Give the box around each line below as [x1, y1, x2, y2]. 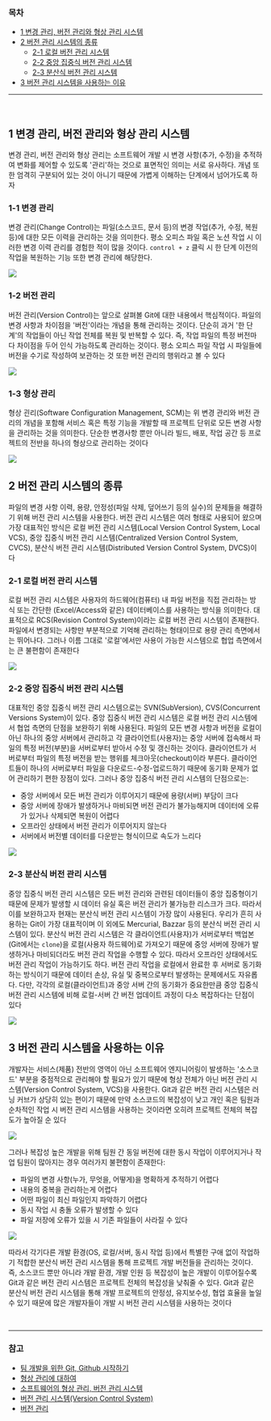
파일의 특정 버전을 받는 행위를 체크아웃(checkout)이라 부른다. [35, 753, 230, 763]
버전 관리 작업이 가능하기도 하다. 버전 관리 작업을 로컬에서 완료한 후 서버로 [8, 959, 240, 969]
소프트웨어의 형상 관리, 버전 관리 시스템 [19, 1383, 144, 1393]
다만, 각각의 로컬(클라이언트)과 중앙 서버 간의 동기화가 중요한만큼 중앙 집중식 [19, 979, 259, 989]
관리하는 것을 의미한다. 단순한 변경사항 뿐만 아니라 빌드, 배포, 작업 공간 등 [16, 428, 247, 438]
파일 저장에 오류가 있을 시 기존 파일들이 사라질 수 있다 [19, 1215, 188, 1224]
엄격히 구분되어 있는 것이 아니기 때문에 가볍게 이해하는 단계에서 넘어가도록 [16, 170, 250, 180]
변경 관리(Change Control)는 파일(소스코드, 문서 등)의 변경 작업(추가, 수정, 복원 [8, 223, 258, 232]
